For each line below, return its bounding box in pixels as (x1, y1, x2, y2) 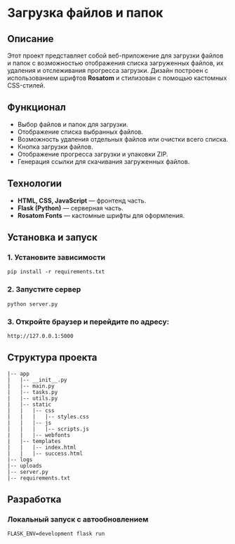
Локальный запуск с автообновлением (7, 515, 149, 524)
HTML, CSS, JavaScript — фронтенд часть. (17, 196, 147, 205)
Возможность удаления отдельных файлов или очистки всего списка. (17, 135, 229, 143)
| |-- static (7, 401, 52, 408)
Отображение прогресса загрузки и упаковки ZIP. (17, 149, 168, 158)
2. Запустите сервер (7, 285, 81, 294)
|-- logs (7, 456, 33, 463)
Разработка (7, 494, 62, 505)
